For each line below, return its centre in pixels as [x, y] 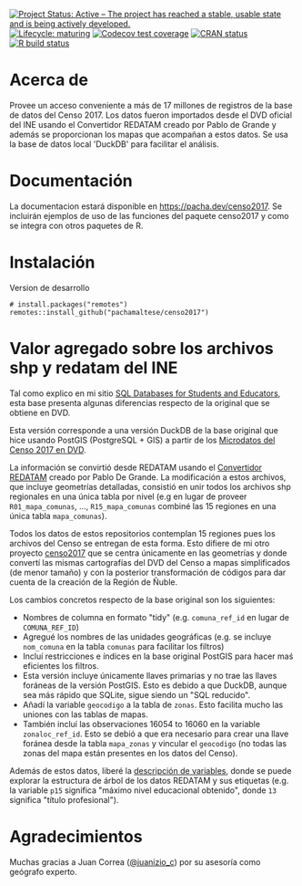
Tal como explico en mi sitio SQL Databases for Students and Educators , [145, 393]
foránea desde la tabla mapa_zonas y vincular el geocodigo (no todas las [155, 743]
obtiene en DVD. [40, 412]
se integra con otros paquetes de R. [76, 225]
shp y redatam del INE [94, 368]
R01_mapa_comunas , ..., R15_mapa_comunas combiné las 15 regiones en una [143, 506]
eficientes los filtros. [61, 665]
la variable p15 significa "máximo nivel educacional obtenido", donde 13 [143, 790]
